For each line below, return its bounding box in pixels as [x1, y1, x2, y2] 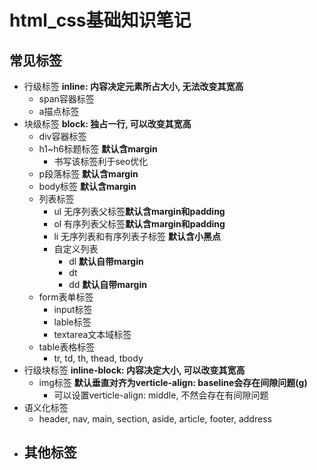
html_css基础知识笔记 [9, 9, 192, 32]
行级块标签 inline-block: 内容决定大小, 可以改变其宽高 [23, 364, 246, 376]
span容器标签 [38, 93, 95, 105]
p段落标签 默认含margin [38, 168, 139, 180]
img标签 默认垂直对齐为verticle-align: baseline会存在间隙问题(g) [38, 377, 308, 388]
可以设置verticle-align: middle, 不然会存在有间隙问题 [53, 389, 269, 401]
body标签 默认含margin [38, 181, 137, 192]
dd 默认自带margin [68, 279, 147, 290]
